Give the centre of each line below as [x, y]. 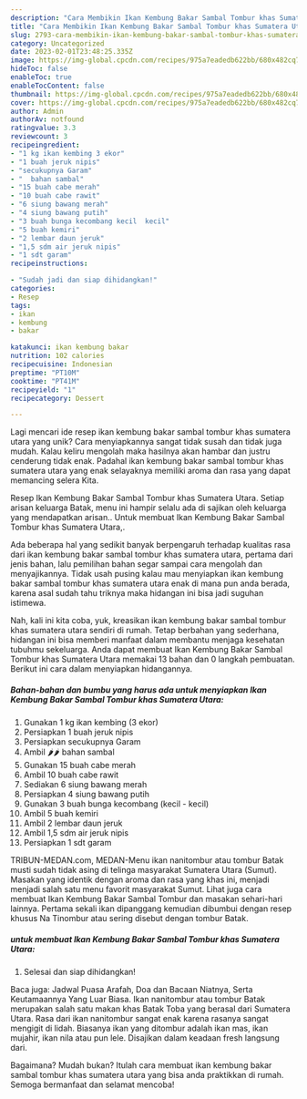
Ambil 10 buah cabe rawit [71, 775]
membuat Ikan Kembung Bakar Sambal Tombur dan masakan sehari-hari [147, 899]
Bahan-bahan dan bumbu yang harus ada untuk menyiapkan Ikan [138, 690]
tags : [20, 305]
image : [23, 60]
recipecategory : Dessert [57, 398]
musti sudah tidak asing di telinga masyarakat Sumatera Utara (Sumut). [143, 870]
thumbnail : [31, 94]
